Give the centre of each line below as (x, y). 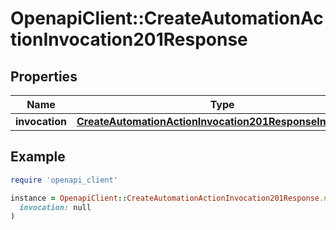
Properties (44, 76)
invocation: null (55, 207)
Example (38, 157)
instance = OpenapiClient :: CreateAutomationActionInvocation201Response (165, 198)
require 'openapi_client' (64, 180)
